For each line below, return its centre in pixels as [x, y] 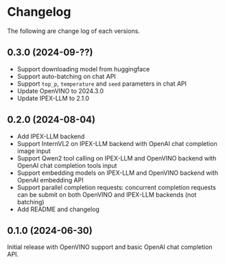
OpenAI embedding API [50, 180]
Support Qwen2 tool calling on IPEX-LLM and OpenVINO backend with [117, 158]
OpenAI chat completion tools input [67, 165]
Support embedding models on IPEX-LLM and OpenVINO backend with [117, 173]
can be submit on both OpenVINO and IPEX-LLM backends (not [107, 194]
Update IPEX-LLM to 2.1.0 [53, 98]
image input [34, 151]
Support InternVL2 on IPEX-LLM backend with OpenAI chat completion [117, 143]
